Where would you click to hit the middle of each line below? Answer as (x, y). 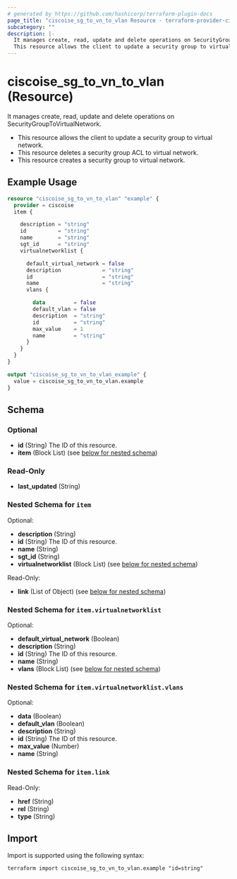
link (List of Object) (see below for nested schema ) (92, 591)
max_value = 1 (58, 329)
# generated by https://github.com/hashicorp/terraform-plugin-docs (110, 14)
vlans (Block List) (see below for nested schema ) (89, 669)
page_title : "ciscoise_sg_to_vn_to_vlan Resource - (85, 21)
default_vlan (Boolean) (51, 724)
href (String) (36, 801)
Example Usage (42, 182)
